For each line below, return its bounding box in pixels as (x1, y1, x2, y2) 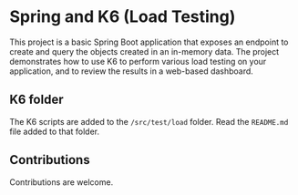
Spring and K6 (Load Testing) (9, 6, 236, 27)
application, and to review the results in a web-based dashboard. (9, 66, 253, 77)
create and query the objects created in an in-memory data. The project (9, 46, 280, 56)
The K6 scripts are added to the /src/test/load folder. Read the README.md (9, 116, 289, 127)
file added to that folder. (9, 126, 100, 137)
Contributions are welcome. (9, 176, 114, 188)
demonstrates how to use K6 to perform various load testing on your (9, 56, 267, 67)
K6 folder (9, 92, 64, 108)
